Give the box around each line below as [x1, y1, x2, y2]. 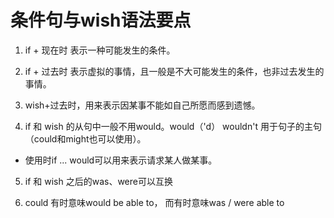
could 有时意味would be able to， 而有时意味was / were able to [24, 196, 285, 208]
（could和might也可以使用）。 [24, 132, 147, 145]
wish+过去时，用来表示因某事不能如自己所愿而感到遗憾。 [24, 99, 261, 111]
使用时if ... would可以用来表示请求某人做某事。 [24, 154, 218, 166]
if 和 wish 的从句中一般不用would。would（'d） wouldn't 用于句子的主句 [24, 120, 322, 132]
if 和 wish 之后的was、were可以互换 [24, 175, 173, 187]
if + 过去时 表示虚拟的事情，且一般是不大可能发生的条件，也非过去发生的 [24, 65, 325, 77]
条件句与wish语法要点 [10, 9, 192, 32]
